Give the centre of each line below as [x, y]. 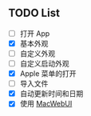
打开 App [35, 33]
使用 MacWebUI [46, 104]
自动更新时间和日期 [51, 94]
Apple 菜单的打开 [48, 74]
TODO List [34, 13]
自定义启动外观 [44, 64]
